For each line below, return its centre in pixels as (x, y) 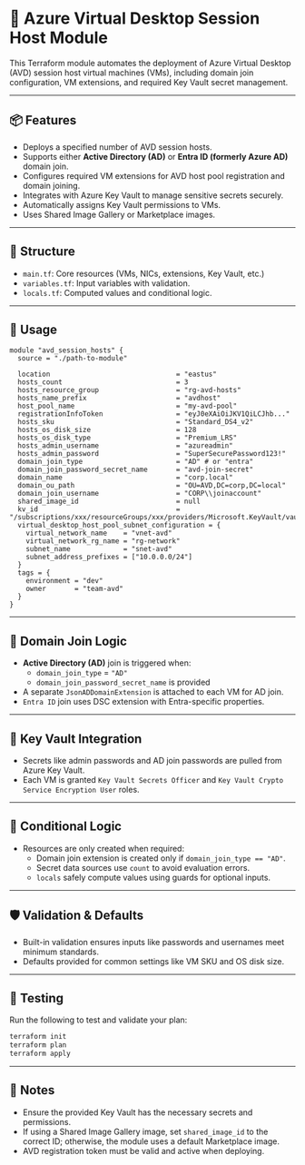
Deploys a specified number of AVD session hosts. (117, 147)
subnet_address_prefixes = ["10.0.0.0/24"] (109, 558)
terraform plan (38, 1045)
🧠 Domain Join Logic (68, 641)
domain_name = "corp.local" (125, 478)
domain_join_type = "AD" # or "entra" (136, 462)
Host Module (59, 38)
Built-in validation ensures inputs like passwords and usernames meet (153, 942)
